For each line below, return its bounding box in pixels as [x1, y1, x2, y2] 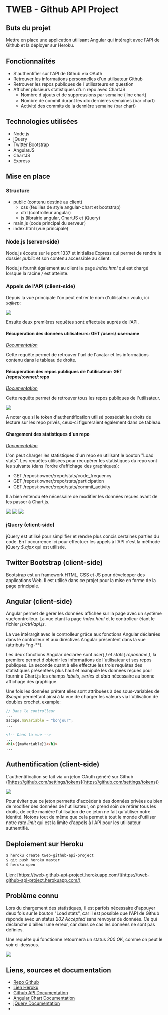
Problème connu [6, 892, 59, 900]
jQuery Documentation [13, 1000, 60, 1006]
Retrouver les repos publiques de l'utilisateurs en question [13, 81, 134, 87]
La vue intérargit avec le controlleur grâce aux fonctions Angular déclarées [6, 631, 160, 637]
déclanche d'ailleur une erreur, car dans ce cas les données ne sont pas [6, 921, 155, 927]
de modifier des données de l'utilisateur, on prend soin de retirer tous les [6, 803, 156, 809]
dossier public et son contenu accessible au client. [6, 255, 111, 261]
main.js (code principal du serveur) [13, 220, 86, 226]
